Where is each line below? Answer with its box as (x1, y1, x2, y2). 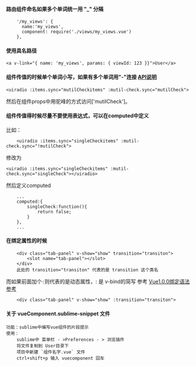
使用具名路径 (6, 47, 37, 54)
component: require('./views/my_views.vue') (21, 29, 132, 35)
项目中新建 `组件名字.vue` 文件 (16, 349, 86, 355)
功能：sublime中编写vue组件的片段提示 (6, 324, 89, 330)
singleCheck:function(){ (27, 203, 87, 210)
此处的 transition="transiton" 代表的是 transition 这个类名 (16, 267, 159, 273)
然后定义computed (6, 182, 51, 189)
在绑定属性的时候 (6, 237, 47, 244)
